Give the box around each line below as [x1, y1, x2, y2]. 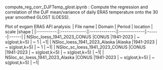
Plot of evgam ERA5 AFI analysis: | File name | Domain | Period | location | [5, 24, 153, 29]
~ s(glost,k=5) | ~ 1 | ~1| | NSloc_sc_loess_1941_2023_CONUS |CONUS [5, 44, 146, 50]
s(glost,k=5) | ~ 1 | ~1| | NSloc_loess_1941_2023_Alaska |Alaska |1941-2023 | [5, 39, 157, 45]
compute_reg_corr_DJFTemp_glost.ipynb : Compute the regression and [5, 4, 148, 10]
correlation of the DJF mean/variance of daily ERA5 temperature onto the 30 [5, 9, 158, 15]
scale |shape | [5, 29, 34, 34]
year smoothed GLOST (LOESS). [5, 14, 70, 20]
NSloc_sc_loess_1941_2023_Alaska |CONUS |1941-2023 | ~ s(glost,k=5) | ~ [5, 55, 155, 60]
